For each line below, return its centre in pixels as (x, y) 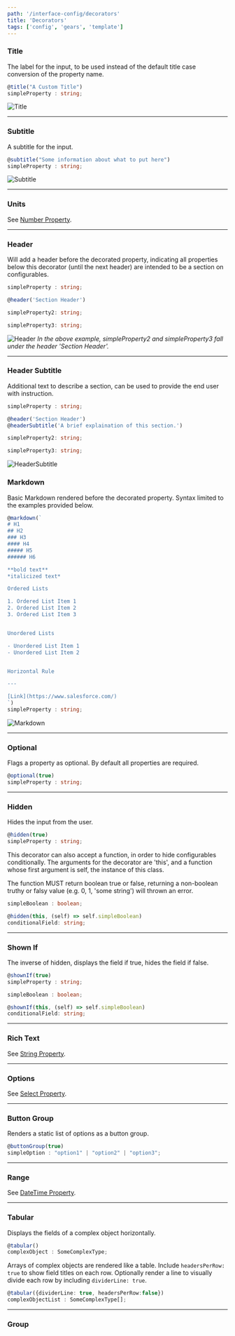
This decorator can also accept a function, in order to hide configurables (112, 855)
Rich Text (23, 1038)
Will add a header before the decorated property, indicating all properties (113, 259)
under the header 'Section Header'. (58, 346)
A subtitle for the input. (40, 146)
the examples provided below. (50, 505)
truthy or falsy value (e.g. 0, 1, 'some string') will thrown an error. (100, 891)
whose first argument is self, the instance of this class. (86, 870)
